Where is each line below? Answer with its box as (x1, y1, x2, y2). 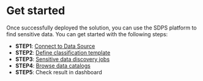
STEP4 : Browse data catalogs (15, 62, 90, 69)
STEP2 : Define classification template (15, 48, 111, 56)
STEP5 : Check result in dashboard (15, 68, 103, 75)
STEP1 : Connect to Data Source (15, 42, 95, 50)
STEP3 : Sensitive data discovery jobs (15, 55, 110, 63)
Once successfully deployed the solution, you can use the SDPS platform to (6, 24, 197, 31)
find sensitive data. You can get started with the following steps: (6, 30, 168, 37)
